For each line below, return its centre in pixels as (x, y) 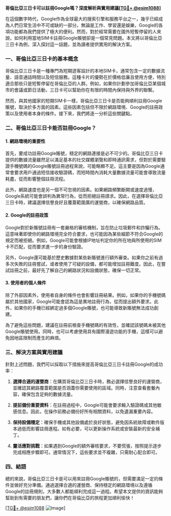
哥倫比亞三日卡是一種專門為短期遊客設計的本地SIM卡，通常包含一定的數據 (83, 71)
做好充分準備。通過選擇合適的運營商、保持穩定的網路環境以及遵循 (83, 485)
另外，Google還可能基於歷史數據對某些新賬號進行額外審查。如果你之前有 (82, 257)
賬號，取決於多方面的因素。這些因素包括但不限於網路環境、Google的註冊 (82, 107)
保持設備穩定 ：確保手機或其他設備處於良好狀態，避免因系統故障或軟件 (86, 422)
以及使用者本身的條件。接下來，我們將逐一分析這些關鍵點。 (72, 114)
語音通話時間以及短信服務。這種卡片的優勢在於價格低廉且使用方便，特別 (90, 77)
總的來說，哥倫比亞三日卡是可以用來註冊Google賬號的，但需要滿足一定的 (82, 479)
